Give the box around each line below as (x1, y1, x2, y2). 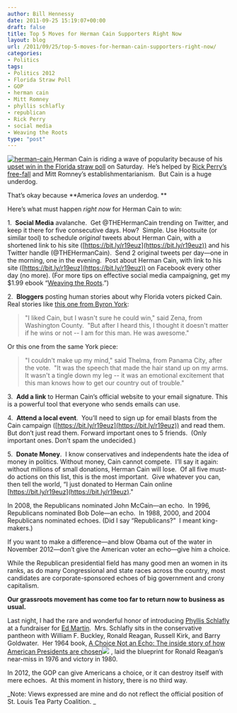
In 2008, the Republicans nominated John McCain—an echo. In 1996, (7, 501, 211, 510)
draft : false (7, 23, 46, 30)
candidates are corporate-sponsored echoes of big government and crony (7, 574, 225, 583)
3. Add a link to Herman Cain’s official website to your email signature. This (7, 392, 229, 401)
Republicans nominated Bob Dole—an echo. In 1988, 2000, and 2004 (7, 509, 211, 518)
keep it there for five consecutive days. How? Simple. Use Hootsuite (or (7, 226, 218, 234)
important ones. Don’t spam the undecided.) (7, 436, 137, 445)
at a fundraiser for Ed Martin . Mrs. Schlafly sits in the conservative (7, 624, 202, 632)
